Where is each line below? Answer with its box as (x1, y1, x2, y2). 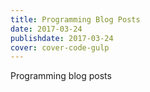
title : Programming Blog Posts (10, 14, 141, 25)
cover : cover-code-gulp (10, 42, 110, 53)
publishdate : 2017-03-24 (10, 33, 114, 43)
